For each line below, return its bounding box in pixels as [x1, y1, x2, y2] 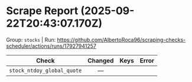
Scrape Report [6, 4, 79, 18]
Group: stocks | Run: [6, 36, 56, 43]
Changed [87, 56, 114, 64]
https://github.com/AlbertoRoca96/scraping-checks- [57, 36, 186, 43]
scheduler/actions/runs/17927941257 [6, 42, 96, 50]
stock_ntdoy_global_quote [9, 67, 82, 74]
